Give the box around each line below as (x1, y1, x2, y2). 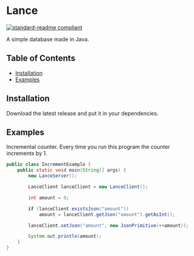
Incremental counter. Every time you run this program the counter (6, 144, 170, 151)
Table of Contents (6, 53, 76, 64)
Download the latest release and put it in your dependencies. (6, 109, 159, 117)
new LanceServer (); (28, 173, 78, 179)
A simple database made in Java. (6, 35, 89, 43)
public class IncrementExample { (6, 162, 91, 168)
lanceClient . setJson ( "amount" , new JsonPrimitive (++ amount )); (28, 223, 189, 229)
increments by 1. (6, 150, 47, 157)
